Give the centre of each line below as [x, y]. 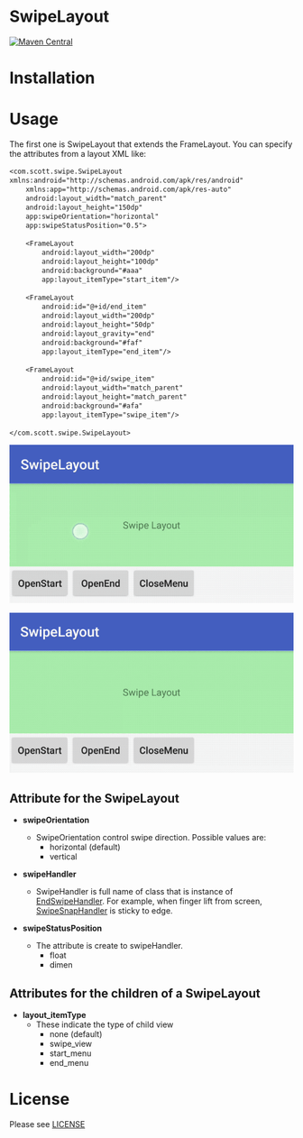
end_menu [69, 1063]
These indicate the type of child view [105, 1024]
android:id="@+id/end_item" [94, 307]
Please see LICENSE [47, 1124]
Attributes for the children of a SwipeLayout [135, 993]
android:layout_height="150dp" [84, 208]
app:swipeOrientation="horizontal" [92, 217]
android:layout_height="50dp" [98, 325]
